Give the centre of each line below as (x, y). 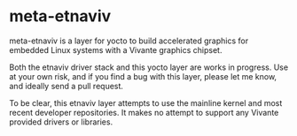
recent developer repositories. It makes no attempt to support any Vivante (144, 112)
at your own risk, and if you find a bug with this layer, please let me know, (143, 76)
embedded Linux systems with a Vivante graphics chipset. (116, 49)
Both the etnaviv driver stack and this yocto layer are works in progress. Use (149, 67)
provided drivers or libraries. (61, 122)
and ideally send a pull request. (66, 86)
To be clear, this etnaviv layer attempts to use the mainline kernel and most (146, 102)
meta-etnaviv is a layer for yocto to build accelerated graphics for (129, 41)
